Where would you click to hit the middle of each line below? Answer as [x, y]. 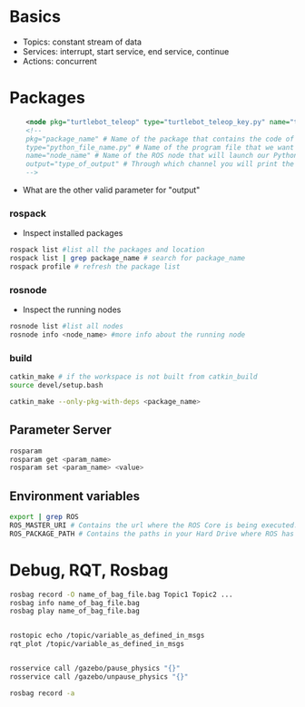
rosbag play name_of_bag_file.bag [75, 611]
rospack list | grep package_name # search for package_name [128, 259]
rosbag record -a [42, 693]
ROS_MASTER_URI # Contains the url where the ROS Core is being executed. [154, 525]
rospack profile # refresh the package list [95, 267]
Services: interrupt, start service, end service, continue [126, 51]
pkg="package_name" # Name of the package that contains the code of [160, 139]
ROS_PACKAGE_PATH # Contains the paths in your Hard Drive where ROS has [152, 534]
